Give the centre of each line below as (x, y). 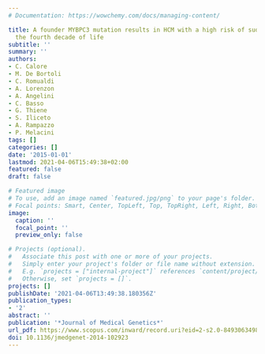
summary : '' (28, 52)
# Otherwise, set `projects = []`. (70, 279)
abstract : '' (30, 316)
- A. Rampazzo (32, 126)
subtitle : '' (30, 44)
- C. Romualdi (32, 81)
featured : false (35, 169)
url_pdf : (22, 330)
